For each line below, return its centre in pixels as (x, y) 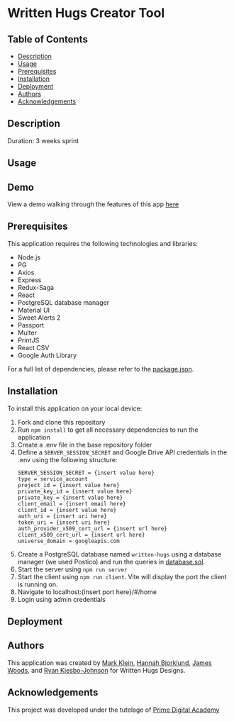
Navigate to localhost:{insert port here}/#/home (87, 592)
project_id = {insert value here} (68, 485)
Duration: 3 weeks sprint (43, 140)
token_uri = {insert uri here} (64, 522)
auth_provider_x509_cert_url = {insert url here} (93, 529)
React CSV (33, 347)
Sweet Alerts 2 (39, 318)
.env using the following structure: (68, 459)
